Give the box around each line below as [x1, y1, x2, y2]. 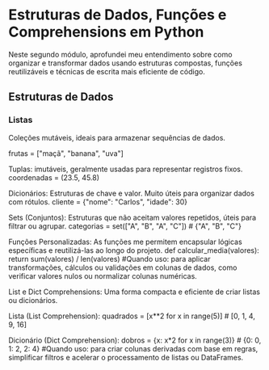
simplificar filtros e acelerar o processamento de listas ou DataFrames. [8, 352, 244, 362]
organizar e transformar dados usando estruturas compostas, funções [8, 58, 242, 68]
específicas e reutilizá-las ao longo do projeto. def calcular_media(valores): [8, 245, 260, 255]
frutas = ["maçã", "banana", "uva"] [8, 148, 124, 158]
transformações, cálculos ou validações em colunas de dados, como [8, 263, 237, 272]
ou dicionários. [8, 295, 58, 305]
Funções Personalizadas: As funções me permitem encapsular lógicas [8, 237, 242, 246]
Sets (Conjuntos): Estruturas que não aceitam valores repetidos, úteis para [8, 212, 257, 222]
